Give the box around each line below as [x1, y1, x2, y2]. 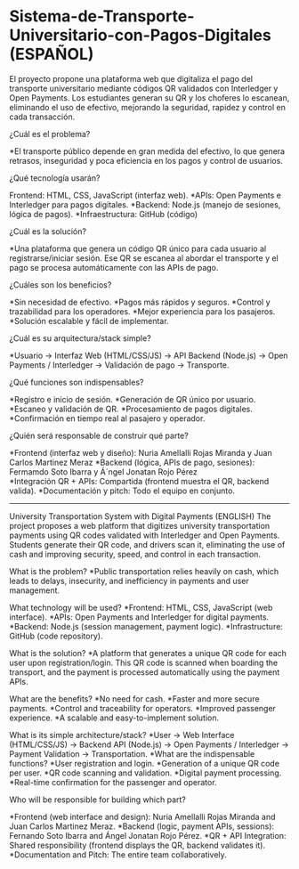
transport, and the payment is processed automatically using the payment [9, 666, 280, 678]
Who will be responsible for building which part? [9, 794, 187, 805]
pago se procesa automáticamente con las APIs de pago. [9, 262, 219, 272]
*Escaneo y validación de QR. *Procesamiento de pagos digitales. [9, 403, 254, 414]
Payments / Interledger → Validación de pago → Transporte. [9, 359, 230, 370]
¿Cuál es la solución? [9, 225, 87, 237]
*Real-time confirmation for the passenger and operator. [9, 776, 217, 787]
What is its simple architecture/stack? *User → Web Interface [9, 729, 235, 740]
